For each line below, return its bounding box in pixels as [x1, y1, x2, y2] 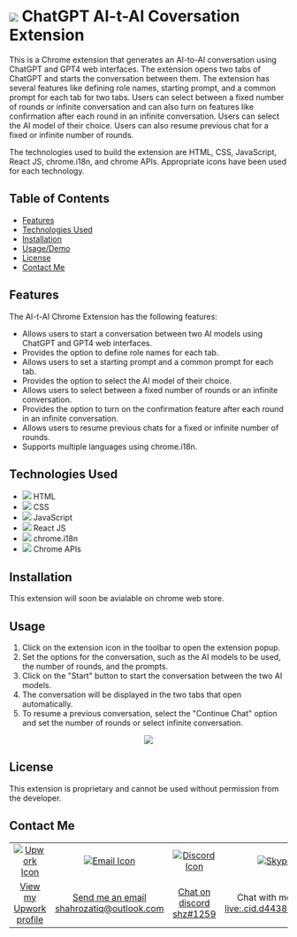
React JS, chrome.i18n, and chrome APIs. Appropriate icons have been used [9, 156, 287, 166]
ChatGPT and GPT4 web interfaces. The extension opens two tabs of [9, 64, 261, 74]
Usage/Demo [21, 243, 71, 253]
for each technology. [9, 166, 85, 176]
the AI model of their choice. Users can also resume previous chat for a [9, 120, 269, 130]
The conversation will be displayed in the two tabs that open [21, 689, 241, 700]
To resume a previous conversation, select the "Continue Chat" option [21, 709, 278, 718]
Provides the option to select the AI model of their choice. [21, 375, 232, 386]
